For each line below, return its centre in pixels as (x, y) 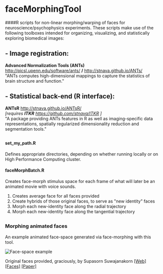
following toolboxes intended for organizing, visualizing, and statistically (77, 33)
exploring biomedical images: (35, 38)
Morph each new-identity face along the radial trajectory (69, 206)
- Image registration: (37, 54)
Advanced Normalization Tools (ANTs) (45, 65)
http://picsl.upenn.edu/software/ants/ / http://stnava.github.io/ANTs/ (74, 70)
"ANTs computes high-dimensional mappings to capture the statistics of (77, 76)
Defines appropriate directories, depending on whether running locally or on (82, 154)
